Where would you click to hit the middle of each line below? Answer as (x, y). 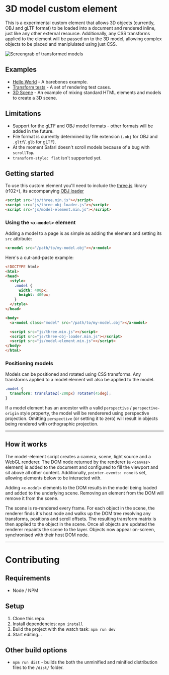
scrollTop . (23, 152)
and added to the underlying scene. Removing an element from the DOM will (84, 493)
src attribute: (19, 239)
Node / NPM (25, 590)
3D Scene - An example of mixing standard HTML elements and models (87, 92)
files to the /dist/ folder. (38, 667)
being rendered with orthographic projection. (52, 424)
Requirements (28, 578)
